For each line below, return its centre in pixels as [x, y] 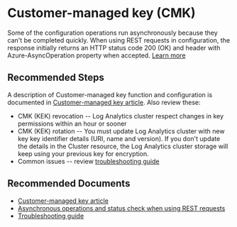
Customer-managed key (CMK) [102, 13]
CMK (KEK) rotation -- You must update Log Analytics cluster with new [121, 131]
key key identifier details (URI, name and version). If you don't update [119, 138]
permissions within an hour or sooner [72, 123]
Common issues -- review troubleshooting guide [88, 161]
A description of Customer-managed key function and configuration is [110, 94]
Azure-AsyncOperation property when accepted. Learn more [97, 55]
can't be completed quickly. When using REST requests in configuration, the [119, 40]
